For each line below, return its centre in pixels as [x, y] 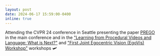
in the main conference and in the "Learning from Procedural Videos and [78, 37]
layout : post [18, 9]
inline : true [18, 19]
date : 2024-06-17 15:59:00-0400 [38, 14]
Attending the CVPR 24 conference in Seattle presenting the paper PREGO [80, 33]
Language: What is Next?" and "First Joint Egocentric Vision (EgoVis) [75, 43]
